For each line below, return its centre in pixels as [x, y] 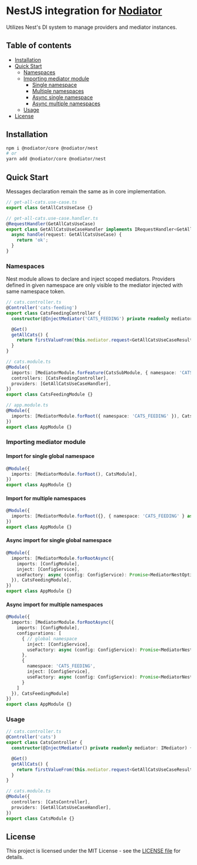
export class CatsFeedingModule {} [50, 395]
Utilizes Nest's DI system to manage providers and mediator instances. [92, 27]
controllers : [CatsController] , [51, 802]
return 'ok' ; [33, 240]
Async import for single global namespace [59, 540]
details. [15, 857]
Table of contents [39, 46]
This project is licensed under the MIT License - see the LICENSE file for [93, 851]
